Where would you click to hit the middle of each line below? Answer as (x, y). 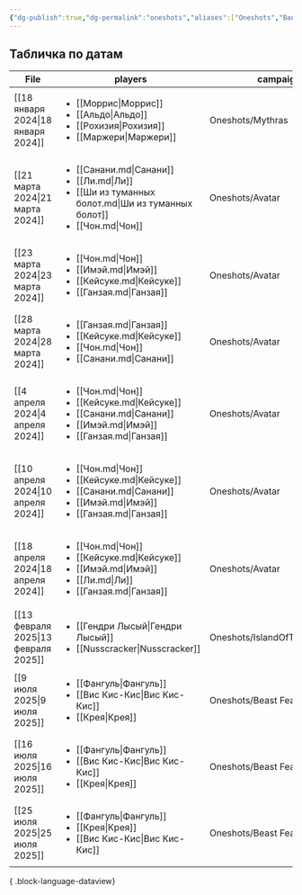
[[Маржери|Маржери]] (126, 138)
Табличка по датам (66, 54)
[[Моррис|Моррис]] (120, 103)
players (131, 79)
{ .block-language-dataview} (62, 882)
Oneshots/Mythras (249, 121)
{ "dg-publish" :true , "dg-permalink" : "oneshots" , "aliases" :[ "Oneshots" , (144, 18)
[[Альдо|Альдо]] (112, 115)
